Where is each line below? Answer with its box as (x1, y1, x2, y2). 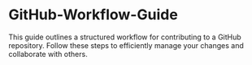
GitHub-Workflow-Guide (8, 6, 179, 24)
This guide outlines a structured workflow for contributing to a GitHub (8, 32, 241, 42)
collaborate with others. (8, 49, 88, 59)
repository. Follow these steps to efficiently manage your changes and (8, 40, 244, 50)
